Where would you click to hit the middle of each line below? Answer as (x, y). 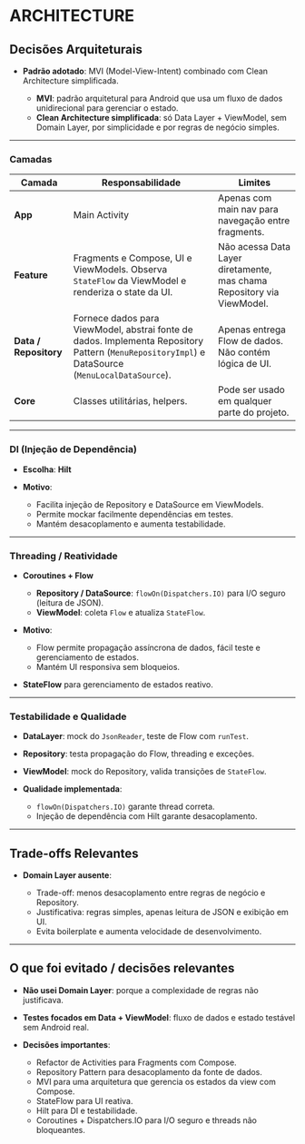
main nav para (248, 210)
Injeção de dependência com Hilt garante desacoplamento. (147, 816)
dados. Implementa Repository (138, 341)
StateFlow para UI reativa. (84, 1100)
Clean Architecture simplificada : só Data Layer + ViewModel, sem (162, 118)
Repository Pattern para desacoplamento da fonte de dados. (149, 1071)
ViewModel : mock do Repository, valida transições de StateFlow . (144, 772)
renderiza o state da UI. (123, 292)
